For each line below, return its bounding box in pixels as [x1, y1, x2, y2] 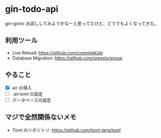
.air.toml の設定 [12, 91, 43, 97]
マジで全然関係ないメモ [5, 113, 76, 122]
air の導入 [12, 85, 32, 91]
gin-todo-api [5, 3, 59, 15]
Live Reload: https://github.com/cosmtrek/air [12, 49, 103, 55]
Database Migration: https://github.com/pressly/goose [12, 55, 123, 61]
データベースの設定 [12, 97, 52, 103]
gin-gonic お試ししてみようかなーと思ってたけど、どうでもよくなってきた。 [5, 20, 159, 26]
